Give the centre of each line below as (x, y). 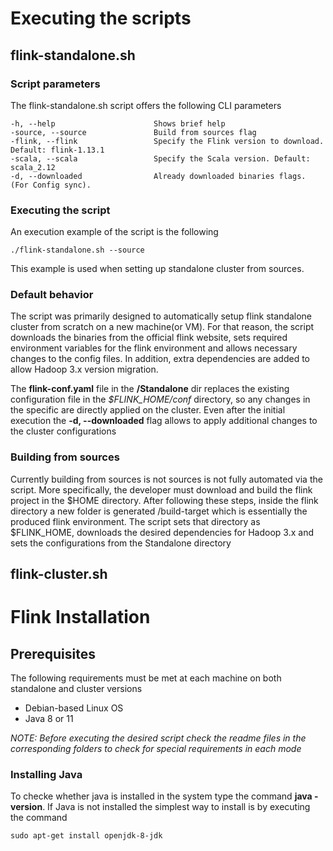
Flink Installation (80, 617)
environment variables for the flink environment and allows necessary (154, 348)
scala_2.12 (33, 167)
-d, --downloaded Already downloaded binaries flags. (158, 176)
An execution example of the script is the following (114, 232)
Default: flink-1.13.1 (57, 150)
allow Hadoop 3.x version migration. (84, 369)
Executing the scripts (101, 18)
